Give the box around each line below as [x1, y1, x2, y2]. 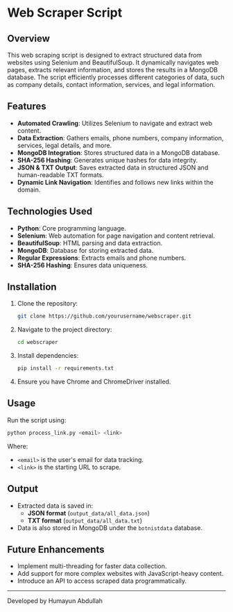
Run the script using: [7, 415, 67, 424]
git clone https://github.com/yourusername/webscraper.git [17, 313, 192, 320]
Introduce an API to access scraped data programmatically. [17, 577, 187, 585]
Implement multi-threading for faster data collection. [17, 562, 167, 570]
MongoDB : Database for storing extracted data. [17, 246, 154, 254]
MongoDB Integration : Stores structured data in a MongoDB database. [17, 148, 221, 157]
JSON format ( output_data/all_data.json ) [27, 508, 150, 517]
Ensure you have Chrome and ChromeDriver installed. [17, 377, 171, 386]
